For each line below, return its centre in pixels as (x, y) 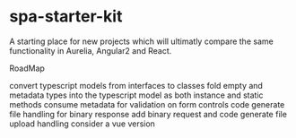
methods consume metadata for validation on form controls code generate (147, 104)
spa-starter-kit (66, 17)
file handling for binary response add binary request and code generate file (148, 114)
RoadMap (27, 68)
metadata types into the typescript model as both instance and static (136, 95)
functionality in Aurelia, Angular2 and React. (91, 50)
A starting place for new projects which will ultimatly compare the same (141, 41)
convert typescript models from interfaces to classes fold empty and (136, 85)
